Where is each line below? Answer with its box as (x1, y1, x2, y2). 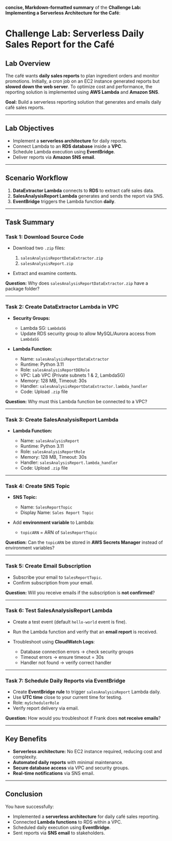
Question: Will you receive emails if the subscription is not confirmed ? (5, 590, 155, 596)
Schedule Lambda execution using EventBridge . (12, 148, 115, 154)
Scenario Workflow (5, 174, 68, 183)
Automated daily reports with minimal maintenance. (12, 759, 124, 765)
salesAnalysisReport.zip (20, 261, 74, 266)
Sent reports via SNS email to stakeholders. (12, 830, 105, 836)
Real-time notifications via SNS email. (12, 770, 95, 776)
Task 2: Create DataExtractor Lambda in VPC (5, 303, 119, 310)
